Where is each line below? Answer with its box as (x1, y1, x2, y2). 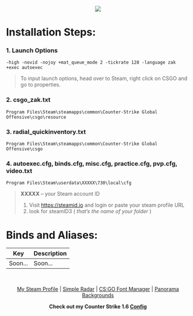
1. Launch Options (6, 47, 58, 55)
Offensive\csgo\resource (6, 114, 66, 120)
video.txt (6, 167, 33, 175)
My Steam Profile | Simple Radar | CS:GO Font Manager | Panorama (16, 286, 180, 293)
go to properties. (20, 81, 61, 88)
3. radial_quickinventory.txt (6, 127, 86, 136)
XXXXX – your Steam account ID (20, 190, 100, 197)
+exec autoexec (6, 65, 43, 71)
